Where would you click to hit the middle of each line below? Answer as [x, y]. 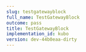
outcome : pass [24, 23]
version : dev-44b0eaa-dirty [42, 39]
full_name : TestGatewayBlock [43, 17]
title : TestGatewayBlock [38, 28]
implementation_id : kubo [38, 34]
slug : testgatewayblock [36, 12]
